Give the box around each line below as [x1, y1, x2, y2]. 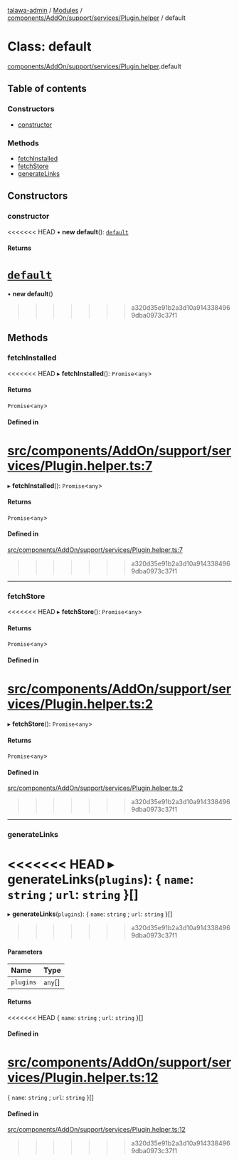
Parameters [7, 947, 43, 956]
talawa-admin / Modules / [7, 6, 83, 14]
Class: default [7, 38, 92, 55]
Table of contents [7, 83, 87, 95]
